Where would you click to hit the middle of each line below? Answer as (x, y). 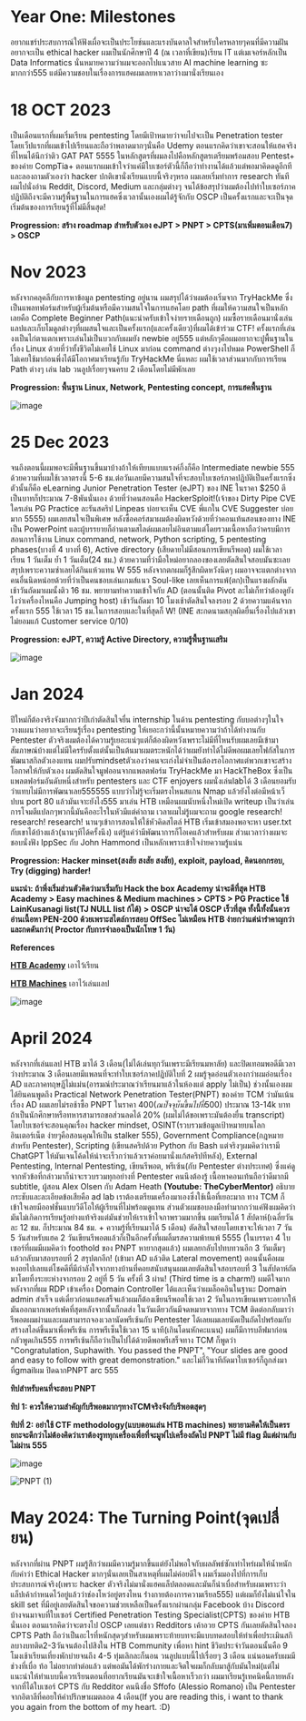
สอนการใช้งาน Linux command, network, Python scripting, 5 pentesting (138, 539)
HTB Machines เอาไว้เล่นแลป (60, 983)
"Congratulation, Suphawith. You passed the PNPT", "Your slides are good (149, 1350)
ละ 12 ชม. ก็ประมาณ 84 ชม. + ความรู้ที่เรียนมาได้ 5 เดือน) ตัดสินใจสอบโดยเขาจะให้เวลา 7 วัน (152, 1227)
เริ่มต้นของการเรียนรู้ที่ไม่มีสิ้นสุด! (58, 207)
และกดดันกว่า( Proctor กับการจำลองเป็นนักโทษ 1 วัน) (93, 929)
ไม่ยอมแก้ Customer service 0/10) (70, 621)
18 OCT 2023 (61, 110)
